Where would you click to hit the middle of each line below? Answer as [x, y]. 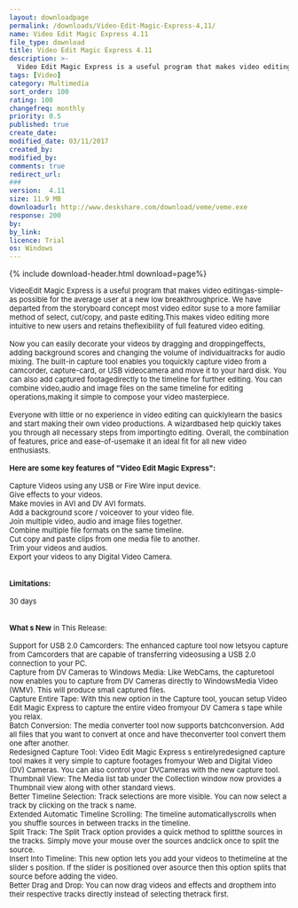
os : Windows [31, 249]
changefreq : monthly [47, 108]
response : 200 [35, 215]
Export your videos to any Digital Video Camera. [91, 557]
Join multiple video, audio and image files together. [96, 521]
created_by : [31, 149]
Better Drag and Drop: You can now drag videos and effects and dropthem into [143, 885]
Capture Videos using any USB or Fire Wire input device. [105, 486]
